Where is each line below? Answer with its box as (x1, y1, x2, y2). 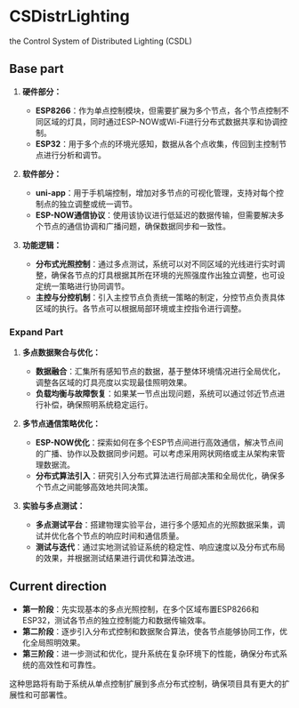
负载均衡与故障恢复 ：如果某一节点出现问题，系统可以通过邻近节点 (35, 389, 278, 399)
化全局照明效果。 (21, 637, 85, 648)
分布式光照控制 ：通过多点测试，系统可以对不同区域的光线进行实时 (35, 258, 278, 269)
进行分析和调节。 (43, 149, 107, 160)
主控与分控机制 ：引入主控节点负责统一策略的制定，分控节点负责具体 (35, 292, 286, 302)
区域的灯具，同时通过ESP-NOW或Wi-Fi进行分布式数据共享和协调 (43, 116, 280, 126)
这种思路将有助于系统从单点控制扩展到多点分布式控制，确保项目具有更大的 (9, 678, 282, 688)
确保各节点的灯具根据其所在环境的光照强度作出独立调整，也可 (51, 270, 278, 280)
